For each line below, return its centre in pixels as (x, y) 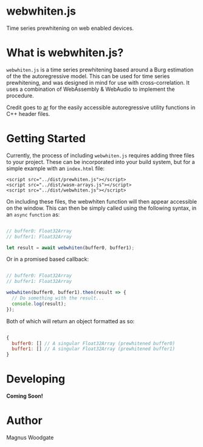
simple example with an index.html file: (56, 168)
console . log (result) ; (39, 304)
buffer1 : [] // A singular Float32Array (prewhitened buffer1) (93, 349)
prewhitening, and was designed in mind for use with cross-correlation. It (98, 82)
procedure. (20, 95)
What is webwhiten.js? (65, 53)
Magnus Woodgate (30, 438)
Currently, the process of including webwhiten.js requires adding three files (100, 155)
